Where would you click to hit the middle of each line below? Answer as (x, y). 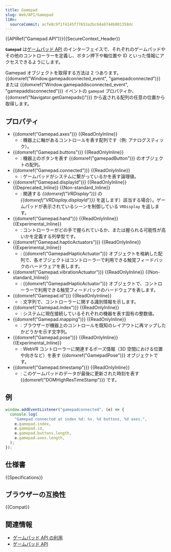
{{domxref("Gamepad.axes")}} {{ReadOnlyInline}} (65, 134)
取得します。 (19, 104)
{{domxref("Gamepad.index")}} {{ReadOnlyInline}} (66, 308)
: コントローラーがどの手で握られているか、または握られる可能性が (91, 230)
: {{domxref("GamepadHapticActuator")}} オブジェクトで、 (82, 284)
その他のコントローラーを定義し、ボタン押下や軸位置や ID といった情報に (82, 56)
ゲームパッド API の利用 (38, 538)
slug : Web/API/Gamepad (29, 15)
